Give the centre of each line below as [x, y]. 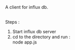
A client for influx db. [27, 7]
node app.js [24, 42]
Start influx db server [34, 31]
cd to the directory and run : [41, 37]
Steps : [12, 22]
